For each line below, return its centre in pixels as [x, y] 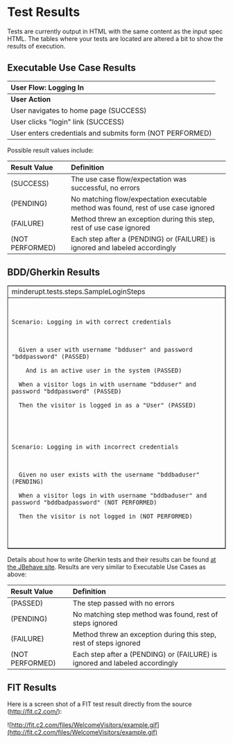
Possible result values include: [51, 150]
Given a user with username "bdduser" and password [105, 349]
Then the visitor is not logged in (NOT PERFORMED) [105, 516]
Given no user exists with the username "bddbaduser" [109, 474]
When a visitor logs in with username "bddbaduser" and [113, 495]
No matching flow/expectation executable [139, 199]
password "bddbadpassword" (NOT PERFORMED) [84, 502]
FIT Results [32, 687]
